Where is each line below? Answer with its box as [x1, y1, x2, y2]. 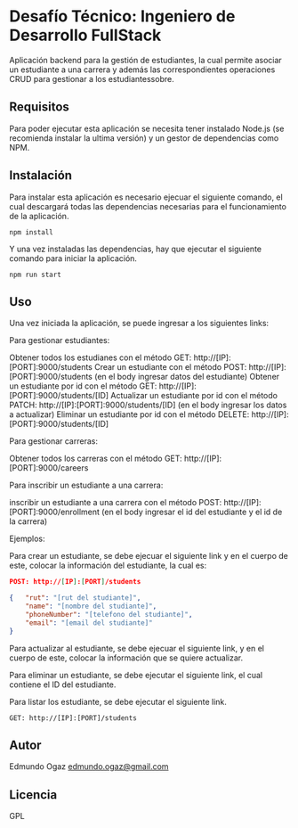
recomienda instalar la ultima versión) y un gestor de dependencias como [9, 132, 279, 143]
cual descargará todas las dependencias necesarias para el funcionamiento [9, 201, 287, 211]
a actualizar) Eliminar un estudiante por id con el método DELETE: [9, 409, 250, 420]
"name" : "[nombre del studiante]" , [25, 602, 157, 611]
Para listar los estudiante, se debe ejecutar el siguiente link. [9, 696, 227, 707]
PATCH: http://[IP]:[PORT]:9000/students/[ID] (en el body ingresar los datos [9, 399, 287, 411]
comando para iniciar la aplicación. [9, 252, 138, 264]
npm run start [9, 270, 62, 279]
